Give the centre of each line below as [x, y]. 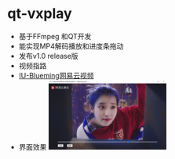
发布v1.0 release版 [49, 56]
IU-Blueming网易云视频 [56, 75]
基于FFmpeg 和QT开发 [55, 36]
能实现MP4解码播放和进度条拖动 [71, 46]
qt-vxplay [40, 14]
